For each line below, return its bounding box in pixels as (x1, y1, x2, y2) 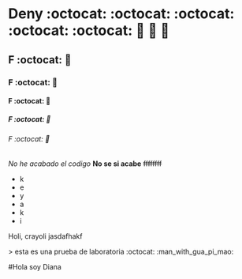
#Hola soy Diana (8, 262, 61, 271)
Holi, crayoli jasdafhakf (8, 231, 83, 241)
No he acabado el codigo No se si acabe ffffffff (8, 159, 162, 168)
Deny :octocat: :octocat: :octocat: (8, 5, 235, 23)
